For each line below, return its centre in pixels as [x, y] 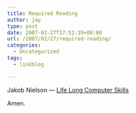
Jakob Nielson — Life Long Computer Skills [68, 90]
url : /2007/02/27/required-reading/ [59, 39]
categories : [24, 45]
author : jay [24, 20]
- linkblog [29, 64]
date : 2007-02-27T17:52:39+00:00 [55, 33]
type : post [23, 26]
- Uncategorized [36, 52]
